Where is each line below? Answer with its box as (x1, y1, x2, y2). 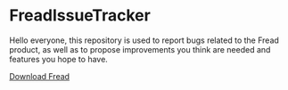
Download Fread (9, 70, 70, 81)
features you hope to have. (9, 53, 109, 64)
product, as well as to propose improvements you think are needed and (9, 44, 271, 54)
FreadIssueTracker (9, 5, 152, 26)
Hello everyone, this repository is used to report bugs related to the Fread (9, 35, 279, 45)
